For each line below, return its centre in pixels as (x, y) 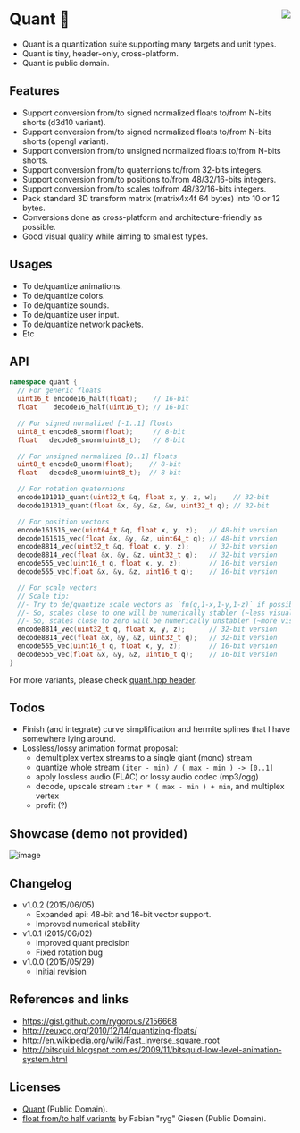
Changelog (41, 883)
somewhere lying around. (69, 739)
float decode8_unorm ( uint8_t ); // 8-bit (99, 473)
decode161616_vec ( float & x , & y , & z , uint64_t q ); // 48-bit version (147, 538)
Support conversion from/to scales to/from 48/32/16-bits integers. (144, 189)
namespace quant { (43, 382)
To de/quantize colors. (63, 295)
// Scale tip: (43, 596)
